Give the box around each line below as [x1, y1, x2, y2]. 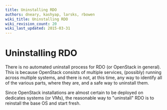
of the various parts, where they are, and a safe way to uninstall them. [5, 80, 149, 86]
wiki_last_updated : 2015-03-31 [5, 26, 70, 31]
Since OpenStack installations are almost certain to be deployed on [5, 89, 143, 95]
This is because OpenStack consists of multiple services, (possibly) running [5, 69, 161, 75]
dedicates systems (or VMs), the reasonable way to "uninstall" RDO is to [5, 95, 154, 101]
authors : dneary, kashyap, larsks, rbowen [5, 12, 95, 17]
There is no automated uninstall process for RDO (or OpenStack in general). [5, 64, 161, 70]
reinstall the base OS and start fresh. [5, 100, 81, 106]
